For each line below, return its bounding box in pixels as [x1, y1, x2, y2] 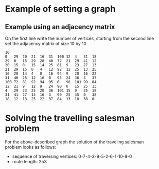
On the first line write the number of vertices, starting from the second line [5, 35, 154, 41]
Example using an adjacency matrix [5, 23, 115, 31]
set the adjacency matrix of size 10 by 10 [5, 41, 87, 46]
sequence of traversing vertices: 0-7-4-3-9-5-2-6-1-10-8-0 [12, 154, 132, 159]
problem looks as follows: [5, 144, 56, 150]
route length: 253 [12, 158, 47, 164]
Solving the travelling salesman [5, 113, 135, 124]
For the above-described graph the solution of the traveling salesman [5, 139, 144, 145]
